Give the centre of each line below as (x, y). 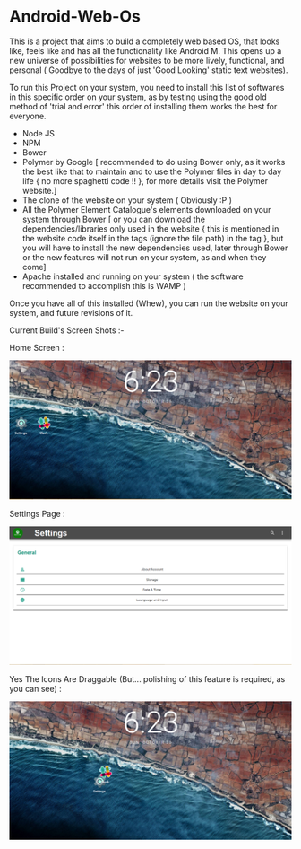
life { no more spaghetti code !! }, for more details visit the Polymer (145, 180)
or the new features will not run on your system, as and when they (144, 257)
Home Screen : (37, 347)
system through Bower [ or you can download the (114, 219)
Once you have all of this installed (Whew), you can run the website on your (149, 303)
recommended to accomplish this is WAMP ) (104, 285)
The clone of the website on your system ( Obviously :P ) (127, 200)
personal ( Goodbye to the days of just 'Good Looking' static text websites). (149, 70)
